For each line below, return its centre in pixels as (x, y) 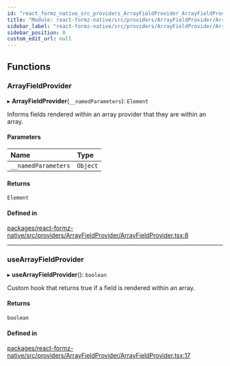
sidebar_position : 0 (37, 32)
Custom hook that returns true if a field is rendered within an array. (101, 287)
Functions (29, 67)
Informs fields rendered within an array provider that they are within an (107, 114)
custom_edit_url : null (39, 39)
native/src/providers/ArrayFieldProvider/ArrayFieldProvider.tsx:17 (99, 356)
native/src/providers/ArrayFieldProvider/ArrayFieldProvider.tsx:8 (98, 235)
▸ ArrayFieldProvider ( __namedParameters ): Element (78, 101)
